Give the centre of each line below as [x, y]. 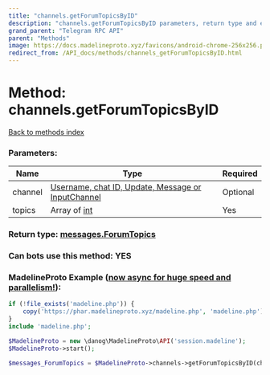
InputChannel [76, 198]
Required [240, 173]
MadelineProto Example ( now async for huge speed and [120, 277]
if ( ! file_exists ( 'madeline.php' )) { [72, 304]
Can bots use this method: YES [70, 256]
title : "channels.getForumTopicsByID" [73, 16]
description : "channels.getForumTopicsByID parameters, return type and [133, 23]
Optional [238, 192]
